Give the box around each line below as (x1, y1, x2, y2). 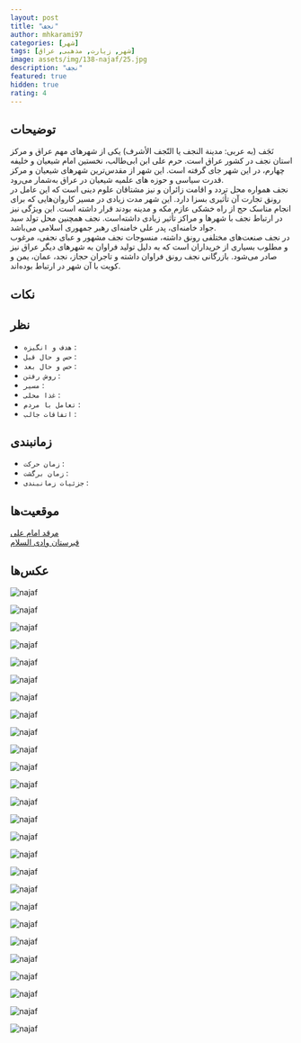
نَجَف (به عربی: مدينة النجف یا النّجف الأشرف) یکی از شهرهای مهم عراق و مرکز (10, 146, 275, 157)
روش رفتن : (22, 370, 61, 381)
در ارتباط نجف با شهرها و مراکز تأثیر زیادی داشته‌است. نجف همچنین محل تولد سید (10, 213, 283, 223)
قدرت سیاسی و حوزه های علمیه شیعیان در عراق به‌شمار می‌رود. (10, 175, 224, 186)
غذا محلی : (22, 389, 61, 400)
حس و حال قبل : (22, 350, 77, 361)
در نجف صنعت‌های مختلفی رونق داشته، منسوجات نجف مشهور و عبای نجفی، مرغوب (10, 231, 290, 243)
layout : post (10, 13, 59, 23)
